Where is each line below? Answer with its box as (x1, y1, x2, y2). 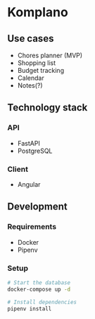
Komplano (7, 4, 68, 21)
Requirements (7, 222, 57, 232)
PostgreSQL (17, 146, 53, 155)
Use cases (7, 33, 54, 45)
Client (7, 164, 28, 174)
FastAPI (17, 139, 40, 147)
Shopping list (17, 59, 56, 67)
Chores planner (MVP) (17, 51, 83, 59)
